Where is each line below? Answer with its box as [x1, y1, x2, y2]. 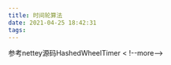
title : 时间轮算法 [8, 11, 63, 20]
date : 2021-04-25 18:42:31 [8, 19, 97, 27]
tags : [8, 26, 26, 34]
